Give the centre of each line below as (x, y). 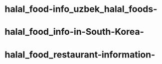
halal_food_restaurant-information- (80, 54)
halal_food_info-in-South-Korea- (74, 32)
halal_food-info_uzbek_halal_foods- (81, 9)
